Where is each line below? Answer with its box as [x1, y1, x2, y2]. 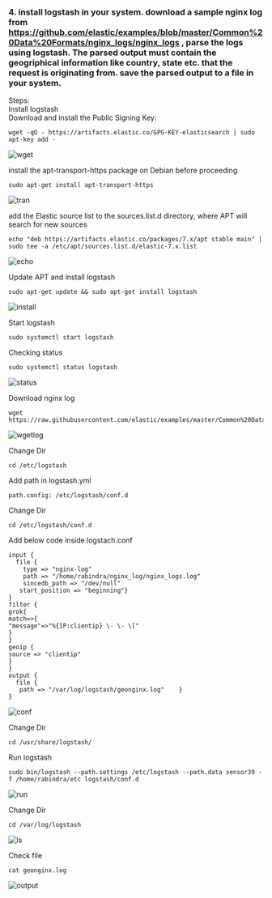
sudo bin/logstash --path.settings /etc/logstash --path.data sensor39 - [8, 768, 263, 777]
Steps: [8, 96, 30, 105]
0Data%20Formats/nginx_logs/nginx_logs [8, 36, 180, 48]
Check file [8, 851, 43, 861]
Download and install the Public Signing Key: [8, 113, 157, 123]
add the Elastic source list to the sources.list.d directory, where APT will [8, 211, 248, 221]
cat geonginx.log [8, 866, 67, 875]
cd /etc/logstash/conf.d [8, 521, 92, 530]
